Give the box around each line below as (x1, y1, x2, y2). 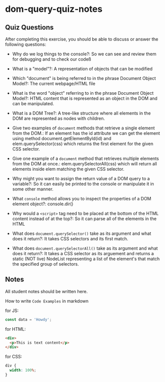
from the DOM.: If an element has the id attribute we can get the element (12, 130, 161, 136)
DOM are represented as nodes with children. (12, 115, 105, 121)
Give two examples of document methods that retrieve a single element (12, 125, 155, 131)
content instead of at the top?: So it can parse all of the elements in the (12, 216, 157, 222)
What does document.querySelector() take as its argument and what (12, 230, 152, 236)
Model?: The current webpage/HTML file (12, 80, 95, 86)
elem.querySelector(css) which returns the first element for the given (12, 141, 154, 147)
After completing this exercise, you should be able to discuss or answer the (5, 36, 159, 42)
